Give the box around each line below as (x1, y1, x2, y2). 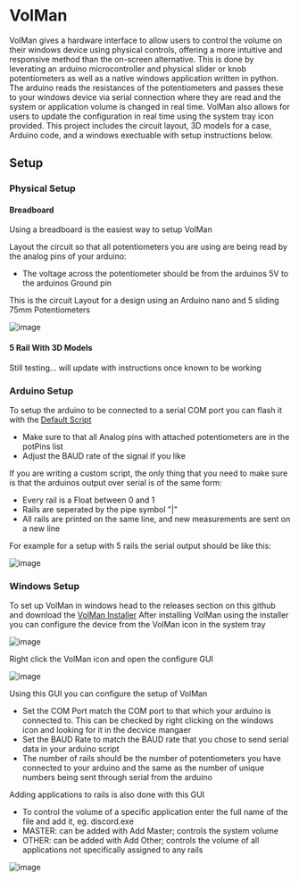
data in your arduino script (21, 744, 120, 754)
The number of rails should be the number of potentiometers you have (21, 753, 281, 764)
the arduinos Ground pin (21, 278, 112, 288)
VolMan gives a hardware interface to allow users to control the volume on (9, 35, 283, 46)
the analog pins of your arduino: (9, 251, 127, 262)
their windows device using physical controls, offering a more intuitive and (9, 44, 283, 54)
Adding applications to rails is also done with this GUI (9, 789, 205, 800)
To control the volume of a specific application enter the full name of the (21, 807, 288, 818)
